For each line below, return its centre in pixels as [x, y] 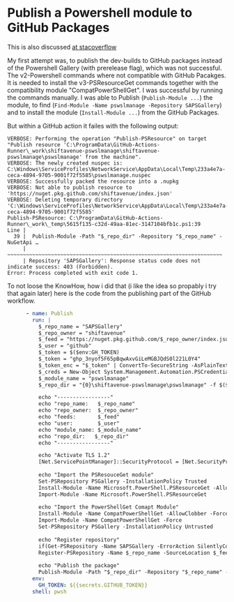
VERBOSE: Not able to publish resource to [70, 187]
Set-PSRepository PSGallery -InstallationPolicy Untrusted [126, 527]
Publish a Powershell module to [100, 13]
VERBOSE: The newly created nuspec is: [65, 163]
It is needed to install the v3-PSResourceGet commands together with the [113, 82]
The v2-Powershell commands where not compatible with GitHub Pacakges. [117, 75]
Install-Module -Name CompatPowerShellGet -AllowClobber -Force [133, 514]
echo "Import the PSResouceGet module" [96, 475]
